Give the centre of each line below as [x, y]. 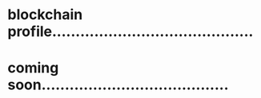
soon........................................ [118, 85]
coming [33, 68]
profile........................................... [130, 31]
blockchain [45, 15]
